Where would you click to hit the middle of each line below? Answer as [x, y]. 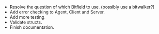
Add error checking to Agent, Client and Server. [57, 12]
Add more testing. [28, 17]
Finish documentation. [32, 27]
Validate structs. [26, 22]
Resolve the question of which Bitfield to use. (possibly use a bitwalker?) [82, 7]
